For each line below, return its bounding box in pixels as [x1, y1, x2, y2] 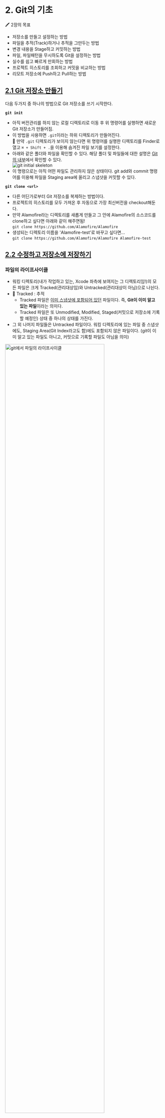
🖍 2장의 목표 [5, 22, 31, 28]
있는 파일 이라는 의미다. [19, 303, 63, 309]
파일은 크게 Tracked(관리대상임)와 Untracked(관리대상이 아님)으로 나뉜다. [17, 284, 160, 291]
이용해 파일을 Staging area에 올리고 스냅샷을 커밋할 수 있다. [21, 174, 137, 180]
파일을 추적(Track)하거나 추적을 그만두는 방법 [12, 40, 99, 46]
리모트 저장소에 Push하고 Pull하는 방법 [12, 70, 86, 76]
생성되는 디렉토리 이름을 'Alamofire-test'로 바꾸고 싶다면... [12, 229, 125, 235]
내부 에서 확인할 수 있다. [17, 156, 62, 163]
